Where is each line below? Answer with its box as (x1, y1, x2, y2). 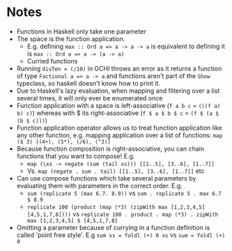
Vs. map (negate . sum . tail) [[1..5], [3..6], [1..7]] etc (26, 167, 205, 175)
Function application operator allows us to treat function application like (16, 123, 222, 132)
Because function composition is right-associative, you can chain (16, 144, 205, 153)
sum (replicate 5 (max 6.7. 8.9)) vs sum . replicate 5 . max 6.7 (26, 189, 222, 197)
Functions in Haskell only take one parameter (16, 27, 147, 36)
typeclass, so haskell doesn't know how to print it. (16, 79, 161, 87)
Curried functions (26, 56, 78, 65)
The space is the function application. (16, 34, 125, 43)
